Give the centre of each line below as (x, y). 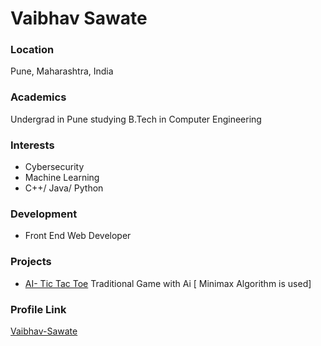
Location (32, 50)
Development (44, 214)
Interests (32, 145)
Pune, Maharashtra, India (62, 71)
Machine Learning (62, 178)
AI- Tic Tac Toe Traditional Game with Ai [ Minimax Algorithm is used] (168, 283)
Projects (31, 262)
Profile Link (38, 309)
